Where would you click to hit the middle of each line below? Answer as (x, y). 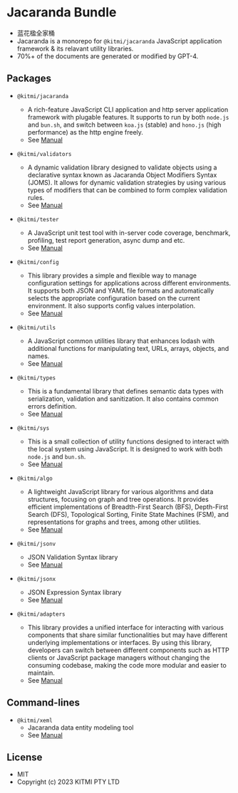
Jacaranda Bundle (62, 12)
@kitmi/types (36, 378)
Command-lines (43, 703)
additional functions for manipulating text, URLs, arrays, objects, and (128, 348)
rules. (36, 197)
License (25, 757)
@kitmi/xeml (35, 720)
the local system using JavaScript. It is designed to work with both (125, 448)
